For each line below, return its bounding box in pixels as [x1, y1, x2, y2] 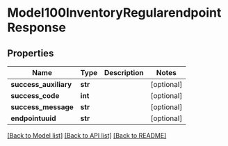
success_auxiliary [10, 80, 72, 89]
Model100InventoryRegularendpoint [7, 5, 222, 21]
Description [104, 68, 144, 77]
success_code [10, 91, 60, 100]
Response [7, 19, 67, 35]
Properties [7, 47, 54, 59]
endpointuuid [10, 113, 56, 123]
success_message [10, 102, 74, 112]
